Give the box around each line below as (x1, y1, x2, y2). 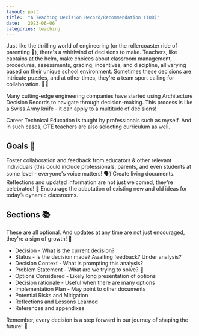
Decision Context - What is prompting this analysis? (14, 259, 143, 267)
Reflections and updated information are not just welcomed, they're (6, 179, 173, 186)
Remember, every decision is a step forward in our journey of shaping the (6, 316, 188, 323)
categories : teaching (6, 25, 61, 32)
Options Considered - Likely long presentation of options (14, 272, 156, 279)
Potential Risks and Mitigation (14, 291, 88, 299)
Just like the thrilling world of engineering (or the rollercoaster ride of (6, 42, 177, 49)
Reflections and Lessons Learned (14, 298, 98, 305)
